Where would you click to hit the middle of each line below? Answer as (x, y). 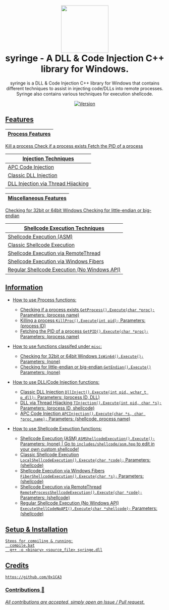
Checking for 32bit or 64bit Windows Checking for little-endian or (74, 210)
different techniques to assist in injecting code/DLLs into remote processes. (85, 88)
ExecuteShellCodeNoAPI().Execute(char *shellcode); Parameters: (89, 508)
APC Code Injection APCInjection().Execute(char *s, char (82, 413)
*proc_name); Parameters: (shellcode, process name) (75, 419)
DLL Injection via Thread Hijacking (48, 183)
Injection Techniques (48, 158)
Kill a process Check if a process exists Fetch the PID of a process (74, 146)
